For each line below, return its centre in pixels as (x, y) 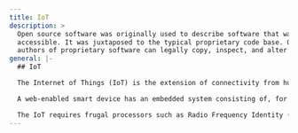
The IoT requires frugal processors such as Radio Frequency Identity (150, 115)
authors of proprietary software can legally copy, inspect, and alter (153, 51)
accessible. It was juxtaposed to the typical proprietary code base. (150, 42)
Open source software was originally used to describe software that (148, 34)
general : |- (31, 59)
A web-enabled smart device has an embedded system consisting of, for (153, 98)
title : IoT (29, 17)
